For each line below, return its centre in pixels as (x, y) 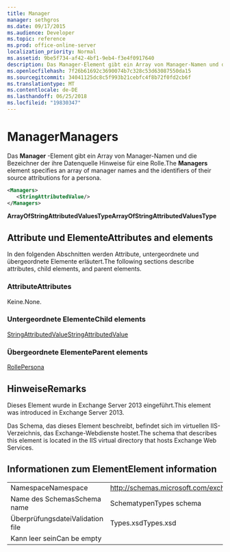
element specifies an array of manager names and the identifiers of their (109, 170)
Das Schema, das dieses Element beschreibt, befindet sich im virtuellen (108, 426)
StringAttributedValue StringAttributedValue (68, 334)
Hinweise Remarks (47, 389)
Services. (21, 448)
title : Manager (29, 13)
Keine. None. (25, 301)
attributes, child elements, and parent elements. (74, 269)
